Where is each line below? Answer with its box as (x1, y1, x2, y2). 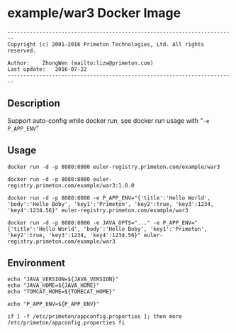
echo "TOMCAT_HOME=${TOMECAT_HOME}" (7, 288, 116, 295)
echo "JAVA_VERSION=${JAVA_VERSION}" (7, 275, 119, 283)
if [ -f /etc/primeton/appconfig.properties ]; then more (7, 313, 182, 320)
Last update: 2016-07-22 (7, 65, 87, 72)
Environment (7, 257, 66, 269)
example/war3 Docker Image (7, 5, 181, 21)
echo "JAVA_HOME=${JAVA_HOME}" (7, 282, 100, 289)
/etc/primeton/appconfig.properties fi (7, 320, 125, 327)
